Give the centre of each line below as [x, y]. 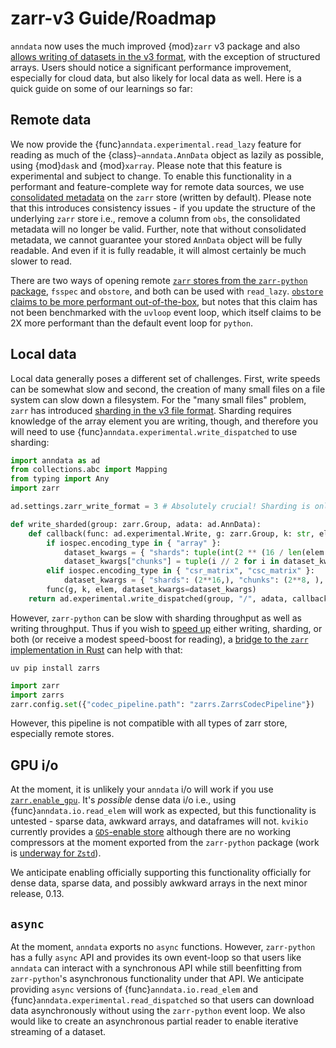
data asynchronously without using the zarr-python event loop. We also [158, 1011]
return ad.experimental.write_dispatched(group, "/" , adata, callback [178, 598]
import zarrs [37, 695]
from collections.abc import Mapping [89, 470]
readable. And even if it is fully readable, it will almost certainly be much [158, 250]
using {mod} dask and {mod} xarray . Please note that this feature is [146, 165]
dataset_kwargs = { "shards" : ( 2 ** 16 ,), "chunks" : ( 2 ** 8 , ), [194, 580]
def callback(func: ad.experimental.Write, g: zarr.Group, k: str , [171, 533]
